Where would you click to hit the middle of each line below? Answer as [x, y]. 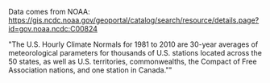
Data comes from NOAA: [49, 12]
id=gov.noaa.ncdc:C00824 [53, 29]
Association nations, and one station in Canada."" [90, 70]
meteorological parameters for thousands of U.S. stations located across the [135, 53]
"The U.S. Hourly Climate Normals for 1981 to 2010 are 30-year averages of [133, 44]
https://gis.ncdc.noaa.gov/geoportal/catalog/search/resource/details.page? [134, 20]
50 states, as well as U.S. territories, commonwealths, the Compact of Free [133, 61]
